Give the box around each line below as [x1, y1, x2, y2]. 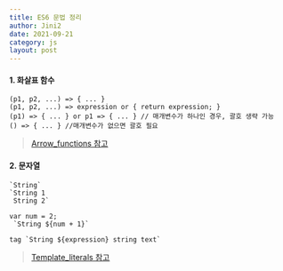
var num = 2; [9, 211, 58, 220]
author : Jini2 [9, 21, 62, 30]
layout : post [9, 46, 58, 55]
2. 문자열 [9, 160, 41, 171]
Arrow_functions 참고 [30, 139, 109, 149]
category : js [9, 37, 58, 47]
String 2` [12, 196, 50, 205]
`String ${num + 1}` [12, 219, 90, 228]
